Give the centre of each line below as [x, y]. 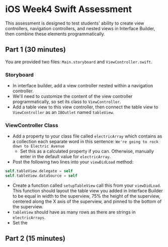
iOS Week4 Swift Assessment [69, 9]
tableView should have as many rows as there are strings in [74, 212]
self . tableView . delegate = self [39, 171]
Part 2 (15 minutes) [35, 239]
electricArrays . [29, 217]
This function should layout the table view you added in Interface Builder [88, 191]
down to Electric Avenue [38, 147]
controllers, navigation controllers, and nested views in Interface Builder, [80, 28]
